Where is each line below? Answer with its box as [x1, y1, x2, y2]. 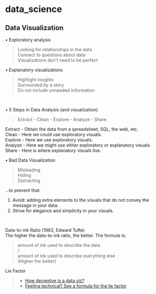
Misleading [17, 167, 41, 173]
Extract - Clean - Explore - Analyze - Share [17, 116, 107, 122]
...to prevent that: [5, 187, 41, 193]
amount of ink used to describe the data [17, 242, 100, 248]
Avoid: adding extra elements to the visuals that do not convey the [12, 197, 149, 203]
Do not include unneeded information [17, 87, 95, 93]
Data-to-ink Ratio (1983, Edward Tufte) [5, 227, 85, 233]
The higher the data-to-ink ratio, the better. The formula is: [5, 232, 126, 238]
